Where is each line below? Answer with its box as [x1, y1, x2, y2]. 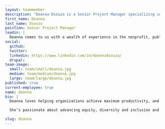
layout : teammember [5, 7, 45, 12]
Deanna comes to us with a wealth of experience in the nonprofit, [9, 35, 151, 40]
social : [5, 39, 21, 44]
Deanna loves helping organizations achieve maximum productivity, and [9, 99, 160, 104]
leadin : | [5, 30, 26, 35]
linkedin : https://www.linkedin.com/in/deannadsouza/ [9, 53, 122, 58]
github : [9, 44, 26, 49]
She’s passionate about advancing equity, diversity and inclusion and [9, 108, 160, 113]
